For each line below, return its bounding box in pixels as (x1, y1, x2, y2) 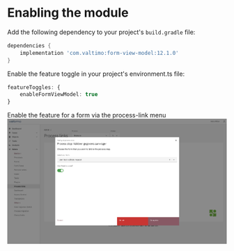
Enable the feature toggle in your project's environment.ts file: (7, 70, 185, 78)
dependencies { (7, 42, 52, 49)
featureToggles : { (7, 83, 61, 91)
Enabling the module (7, 5, 129, 21)
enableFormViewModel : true (19, 91, 98, 98)
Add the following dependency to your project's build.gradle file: (7, 28, 196, 36)
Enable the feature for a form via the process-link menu (7, 111, 166, 120)
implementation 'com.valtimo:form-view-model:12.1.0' (19, 49, 179, 56)
